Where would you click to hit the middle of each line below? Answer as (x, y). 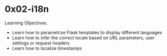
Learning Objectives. (26, 23)
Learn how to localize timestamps (47, 48)
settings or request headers (41, 43)
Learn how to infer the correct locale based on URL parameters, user (83, 38)
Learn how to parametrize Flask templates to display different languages (87, 32)
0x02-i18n (27, 9)
